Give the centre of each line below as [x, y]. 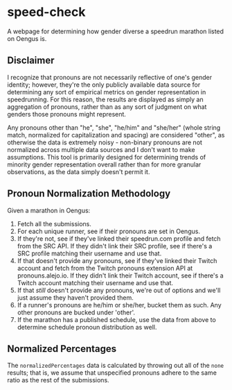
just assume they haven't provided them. [75, 297]
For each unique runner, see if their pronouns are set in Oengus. [109, 231]
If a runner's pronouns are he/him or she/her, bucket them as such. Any [119, 305]
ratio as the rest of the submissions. [58, 380]
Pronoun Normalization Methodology [89, 194]
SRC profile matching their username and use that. [89, 253]
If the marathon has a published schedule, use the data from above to [116, 319]
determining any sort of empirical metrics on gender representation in [107, 92]
